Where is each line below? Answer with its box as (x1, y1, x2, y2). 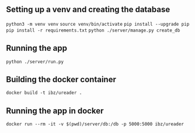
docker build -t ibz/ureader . (6, 90, 82, 96)
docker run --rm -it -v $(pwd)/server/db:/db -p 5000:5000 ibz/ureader (6, 121, 184, 127)
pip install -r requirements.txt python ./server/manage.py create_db (6, 27, 180, 33)
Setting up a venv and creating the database (6, 5, 170, 15)
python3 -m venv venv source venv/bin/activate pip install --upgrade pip (6, 21, 190, 27)
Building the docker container (6, 75, 117, 85)
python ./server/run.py (6, 58, 64, 65)
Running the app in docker (6, 106, 104, 116)
